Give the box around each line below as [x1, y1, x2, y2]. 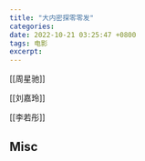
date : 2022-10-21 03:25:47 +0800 [9, 30, 137, 39]
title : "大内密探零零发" [9, 13, 94, 23]
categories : [9, 22, 55, 31]
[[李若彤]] [9, 112, 46, 123]
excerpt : [9, 47, 43, 56]
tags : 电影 [9, 38, 48, 48]
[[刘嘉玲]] [9, 93, 46, 104]
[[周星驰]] [9, 74, 46, 85]
